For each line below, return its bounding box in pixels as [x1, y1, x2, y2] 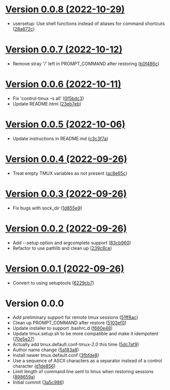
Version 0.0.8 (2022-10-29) [5, 4, 125, 15]
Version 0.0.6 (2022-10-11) [5, 79, 121, 90]
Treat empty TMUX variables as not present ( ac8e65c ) [12, 170, 127, 176]
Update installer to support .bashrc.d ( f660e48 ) [12, 325, 113, 331]
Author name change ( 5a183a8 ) [12, 347, 79, 353]
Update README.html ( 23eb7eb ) [12, 100, 81, 107]
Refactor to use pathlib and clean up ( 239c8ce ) [12, 245, 112, 251]
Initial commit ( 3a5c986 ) [12, 379, 65, 385]
